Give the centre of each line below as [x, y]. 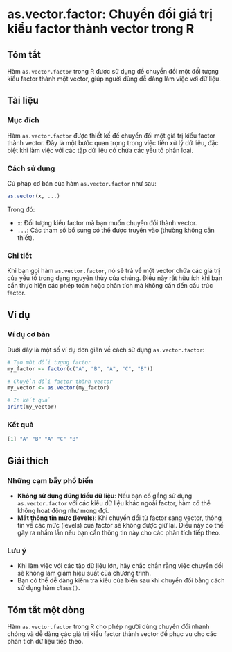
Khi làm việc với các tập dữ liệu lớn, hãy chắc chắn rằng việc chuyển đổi [120, 566]
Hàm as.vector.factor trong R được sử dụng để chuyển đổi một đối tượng [113, 71]
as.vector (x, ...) [34, 196]
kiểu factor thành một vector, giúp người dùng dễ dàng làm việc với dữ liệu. [114, 79]
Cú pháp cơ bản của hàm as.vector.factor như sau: [82, 183]
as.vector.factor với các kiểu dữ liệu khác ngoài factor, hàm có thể [114, 503]
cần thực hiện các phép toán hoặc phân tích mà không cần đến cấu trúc [110, 286]
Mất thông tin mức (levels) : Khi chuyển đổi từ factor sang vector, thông [119, 518]
